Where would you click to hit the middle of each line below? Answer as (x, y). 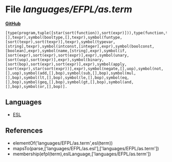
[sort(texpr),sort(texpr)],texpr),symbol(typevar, (60, 42)
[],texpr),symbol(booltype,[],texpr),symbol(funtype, (64, 37)
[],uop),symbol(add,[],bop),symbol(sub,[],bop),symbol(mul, (71, 73)
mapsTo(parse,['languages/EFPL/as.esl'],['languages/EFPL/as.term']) (86, 148)
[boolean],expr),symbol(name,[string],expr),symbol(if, (66, 51)
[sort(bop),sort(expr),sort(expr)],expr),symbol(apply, (66, 64)
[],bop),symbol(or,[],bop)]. (36, 86)
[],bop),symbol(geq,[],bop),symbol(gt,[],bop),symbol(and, (70, 82)
